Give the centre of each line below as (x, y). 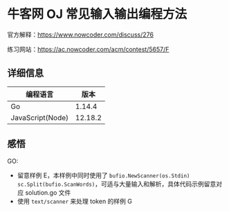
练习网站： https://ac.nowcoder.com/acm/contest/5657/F (88, 49)
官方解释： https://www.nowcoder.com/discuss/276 (81, 35)
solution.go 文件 (48, 192)
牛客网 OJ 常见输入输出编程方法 (97, 14)
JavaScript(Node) (40, 117)
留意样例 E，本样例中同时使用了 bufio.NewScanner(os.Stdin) (103, 175)
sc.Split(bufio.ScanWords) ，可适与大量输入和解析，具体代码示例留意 (117, 184)
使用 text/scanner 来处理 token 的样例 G (75, 201)
